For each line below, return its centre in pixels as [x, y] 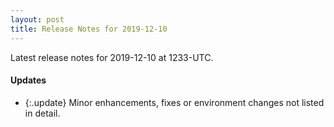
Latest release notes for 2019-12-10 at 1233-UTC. [112, 57]
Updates [28, 80]
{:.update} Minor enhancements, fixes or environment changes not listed [174, 102]
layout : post [37, 19]
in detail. [42, 113]
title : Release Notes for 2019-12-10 [89, 29]
